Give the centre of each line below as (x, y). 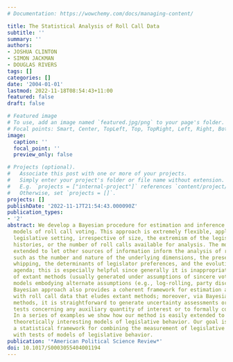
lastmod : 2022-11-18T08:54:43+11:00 (60, 91)
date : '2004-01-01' (35, 84)
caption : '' (31, 142)
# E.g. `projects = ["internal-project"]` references (89, 187)
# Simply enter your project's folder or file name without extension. (116, 180)
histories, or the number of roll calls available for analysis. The (116, 244)
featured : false (31, 97)
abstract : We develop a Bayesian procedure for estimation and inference (116, 225)
